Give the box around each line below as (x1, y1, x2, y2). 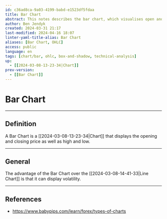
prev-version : (5, 68, 35, 73)
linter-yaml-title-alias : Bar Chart (5, 35, 81, 40)
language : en (5, 49, 32, 54)
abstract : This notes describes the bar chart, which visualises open (5, 16, 155, 21)
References (5, 195, 42, 204)
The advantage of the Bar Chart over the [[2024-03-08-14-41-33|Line (5, 171, 149, 177)
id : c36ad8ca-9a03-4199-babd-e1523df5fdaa (5, 7, 94, 12)
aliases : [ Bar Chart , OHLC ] (5, 40, 64, 45)
